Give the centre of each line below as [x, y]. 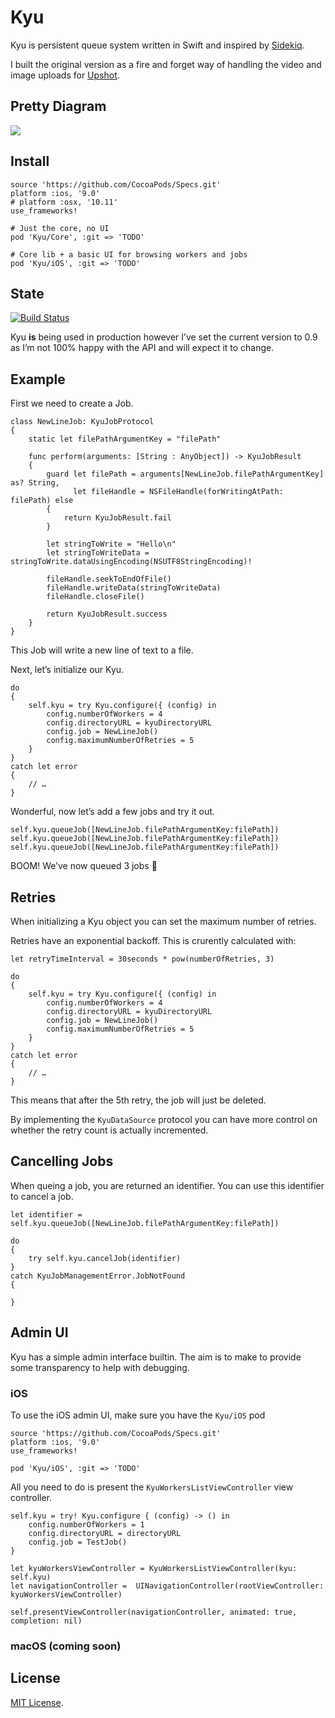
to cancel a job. [42, 1196]
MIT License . [37, 1702]
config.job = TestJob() [78, 1542]
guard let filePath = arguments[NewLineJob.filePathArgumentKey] [185, 474]
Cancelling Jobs [62, 1161]
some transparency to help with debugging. [100, 1367]
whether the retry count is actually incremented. [109, 1130]
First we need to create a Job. [72, 403]
